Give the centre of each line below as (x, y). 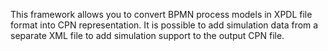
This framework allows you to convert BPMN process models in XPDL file (161, 14)
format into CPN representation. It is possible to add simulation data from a (164, 25)
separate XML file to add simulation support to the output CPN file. (147, 35)
